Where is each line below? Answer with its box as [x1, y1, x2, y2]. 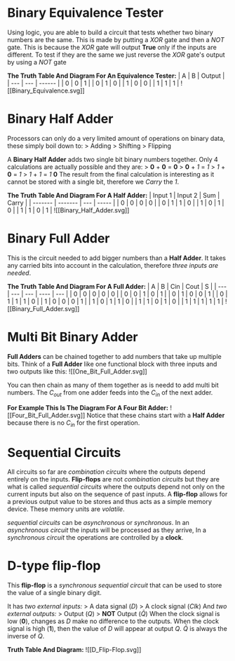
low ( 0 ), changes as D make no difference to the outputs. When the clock [7, 617, 220, 625]
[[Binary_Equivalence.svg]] [7, 86, 86, 95]
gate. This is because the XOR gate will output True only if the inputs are [7, 43, 217, 51]
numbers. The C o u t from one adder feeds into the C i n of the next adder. [7, 388, 213, 398]
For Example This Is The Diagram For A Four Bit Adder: [7, 403, 168, 411]
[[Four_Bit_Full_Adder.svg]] [7, 411, 86, 419]
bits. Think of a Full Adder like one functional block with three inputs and [7, 360, 217, 368]
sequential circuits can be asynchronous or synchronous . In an [7, 519, 189, 527]
